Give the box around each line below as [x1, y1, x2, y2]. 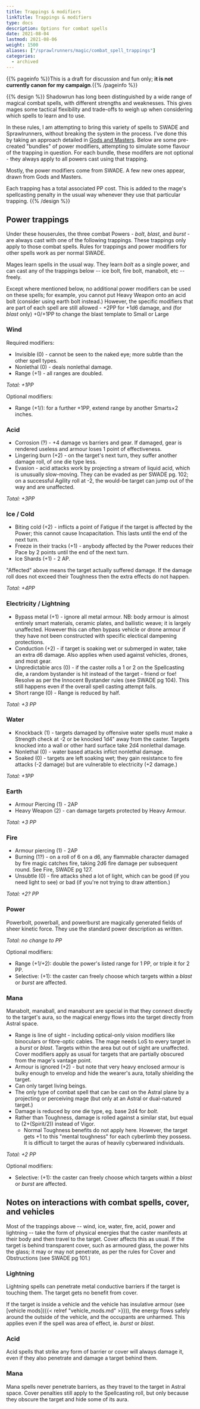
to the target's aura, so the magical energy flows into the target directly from [6, 1014, 194, 1021]
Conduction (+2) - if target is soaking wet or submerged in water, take [14, 645, 187, 652]
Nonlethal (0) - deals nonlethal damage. [14, 363, 113, 370]
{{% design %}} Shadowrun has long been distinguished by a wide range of [6, 93, 192, 100]
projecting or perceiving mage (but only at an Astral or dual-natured [14, 1095, 182, 1102]
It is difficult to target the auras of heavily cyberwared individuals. [23, 1139, 185, 1146]
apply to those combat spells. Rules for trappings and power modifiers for [6, 243, 187, 251]
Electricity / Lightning [6, 600, 70, 608]
